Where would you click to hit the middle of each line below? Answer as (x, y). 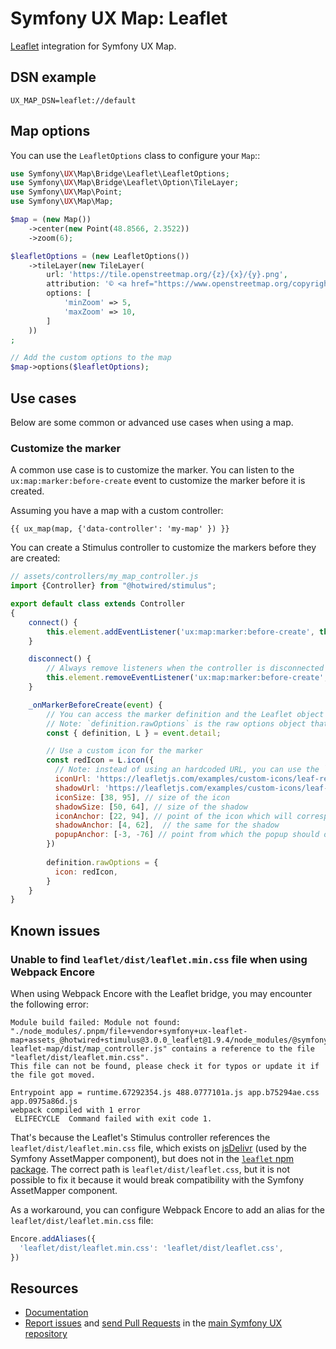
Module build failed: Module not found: (96, 1022)
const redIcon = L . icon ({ (100, 760)
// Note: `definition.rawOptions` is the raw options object (176, 723)
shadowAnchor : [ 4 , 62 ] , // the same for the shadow (167, 825)
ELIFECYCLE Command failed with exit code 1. (113, 1118)
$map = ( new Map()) (51, 220)
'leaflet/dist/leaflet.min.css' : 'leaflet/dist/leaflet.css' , (151, 1248)
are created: (35, 558)
